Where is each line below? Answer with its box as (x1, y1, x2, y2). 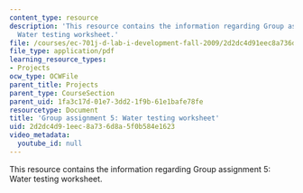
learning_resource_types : (9, 55, 106, 64)
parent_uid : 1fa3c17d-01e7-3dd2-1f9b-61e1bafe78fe (9, 96, 204, 106)
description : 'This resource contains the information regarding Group (9, 22, 284, 31)
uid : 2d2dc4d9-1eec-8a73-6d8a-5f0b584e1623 (9, 123, 176, 132)
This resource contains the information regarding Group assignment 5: (9, 163, 271, 174)
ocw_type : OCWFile (9, 72, 78, 81)
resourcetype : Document (9, 106, 99, 115)
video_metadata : (9, 131, 70, 140)
